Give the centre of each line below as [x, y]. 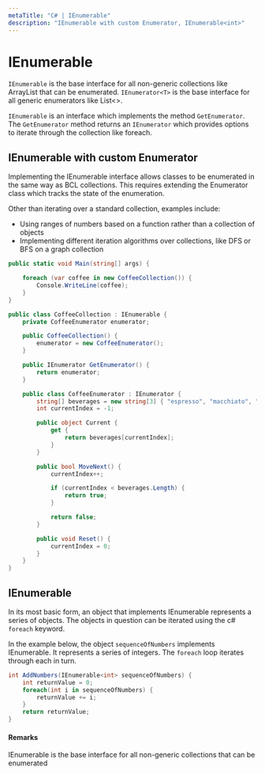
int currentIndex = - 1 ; [75, 409]
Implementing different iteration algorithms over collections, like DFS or [135, 241]
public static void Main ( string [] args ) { [79, 264]
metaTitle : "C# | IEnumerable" [60, 15]
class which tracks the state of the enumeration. [86, 194]
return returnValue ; [56, 712]
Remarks [23, 737]
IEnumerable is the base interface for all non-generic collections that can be [132, 755]
